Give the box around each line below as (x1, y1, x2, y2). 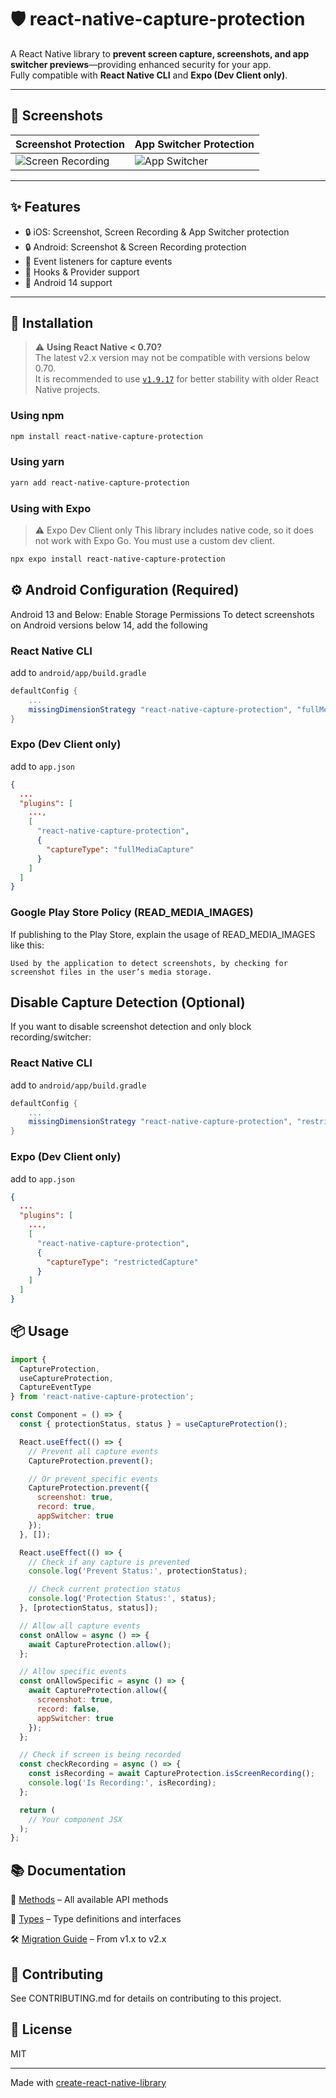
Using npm (10, 409, 65, 423)
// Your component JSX (28, 1814, 123, 1825)
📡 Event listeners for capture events (24, 255, 173, 267)
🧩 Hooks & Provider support (24, 266, 140, 278)
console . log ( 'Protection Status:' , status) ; (28, 1594, 217, 1604)
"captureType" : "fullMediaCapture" (46, 844, 195, 855)
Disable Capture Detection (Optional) (10, 994, 246, 1011)
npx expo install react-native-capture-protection (10, 554, 226, 565)
